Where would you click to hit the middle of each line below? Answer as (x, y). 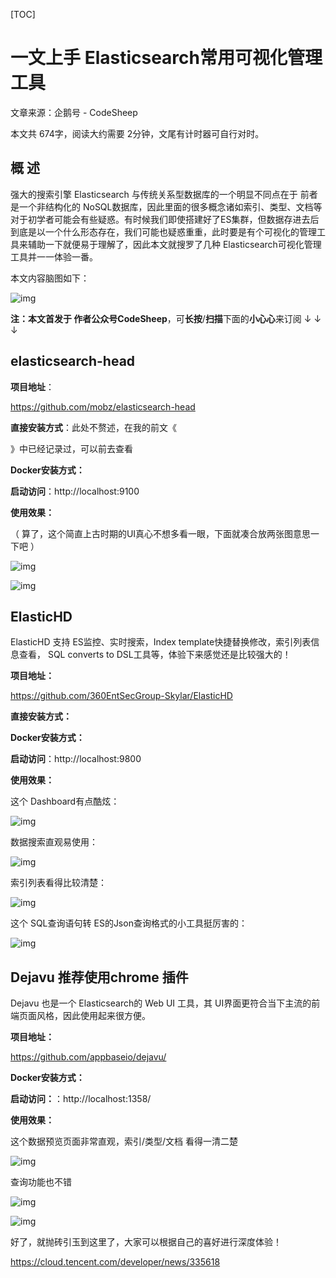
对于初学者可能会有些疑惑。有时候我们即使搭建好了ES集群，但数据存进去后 (165, 219)
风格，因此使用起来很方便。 (93, 1016)
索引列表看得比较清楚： (58, 883)
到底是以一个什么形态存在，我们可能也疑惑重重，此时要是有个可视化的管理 (163, 231)
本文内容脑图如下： (50, 278)
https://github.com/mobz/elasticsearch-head (103, 406)
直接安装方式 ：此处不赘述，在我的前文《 (93, 427)
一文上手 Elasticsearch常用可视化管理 (166, 58)
